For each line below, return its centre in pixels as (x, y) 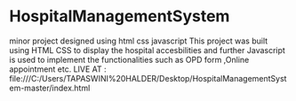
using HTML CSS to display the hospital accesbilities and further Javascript (148, 50)
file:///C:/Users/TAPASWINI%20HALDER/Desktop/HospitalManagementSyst (148, 78)
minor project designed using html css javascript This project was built (139, 41)
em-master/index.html (50, 88)
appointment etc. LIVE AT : (58, 69)
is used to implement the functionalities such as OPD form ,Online (129, 59)
